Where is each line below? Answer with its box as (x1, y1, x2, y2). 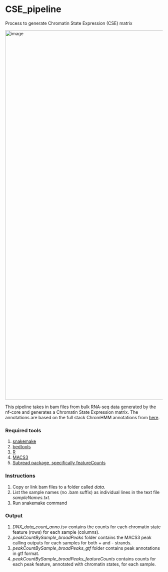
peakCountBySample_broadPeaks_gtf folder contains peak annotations (12, 545, 160, 551)
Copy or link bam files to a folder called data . (12, 484, 105, 490)
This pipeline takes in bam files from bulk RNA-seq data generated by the (5, 404, 156, 410)
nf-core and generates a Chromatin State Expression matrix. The (5, 409, 138, 415)
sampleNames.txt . (12, 494, 51, 501)
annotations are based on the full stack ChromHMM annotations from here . (5, 414, 160, 420)
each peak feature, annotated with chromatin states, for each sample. (12, 561, 156, 567)
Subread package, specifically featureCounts (12, 460, 106, 466)
